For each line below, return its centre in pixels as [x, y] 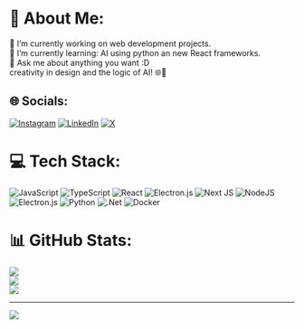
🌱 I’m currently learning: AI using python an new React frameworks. [135, 52]
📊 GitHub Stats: [71, 240]
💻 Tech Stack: [65, 161]
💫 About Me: [57, 19]
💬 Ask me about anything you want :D [80, 62]
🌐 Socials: [39, 102]
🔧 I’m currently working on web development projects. [110, 43]
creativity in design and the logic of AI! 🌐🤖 [88, 72]
